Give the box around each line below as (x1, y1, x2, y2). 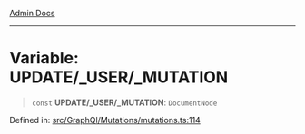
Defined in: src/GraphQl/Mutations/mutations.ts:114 (9, 114, 202, 125)
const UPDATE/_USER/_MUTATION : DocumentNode (31, 97, 218, 108)
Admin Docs (9, 8, 55, 18)
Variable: (9, 48, 80, 69)
